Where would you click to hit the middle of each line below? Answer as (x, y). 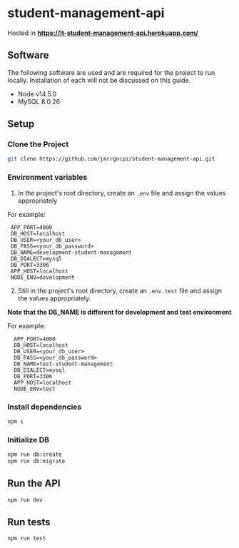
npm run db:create (35, 455)
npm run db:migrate (36, 461)
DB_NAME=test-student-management (63, 364)
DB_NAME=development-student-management (71, 252)
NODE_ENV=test (35, 389)
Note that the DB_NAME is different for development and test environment (119, 312)
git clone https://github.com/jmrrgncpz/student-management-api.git (111, 159)
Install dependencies (45, 407)
